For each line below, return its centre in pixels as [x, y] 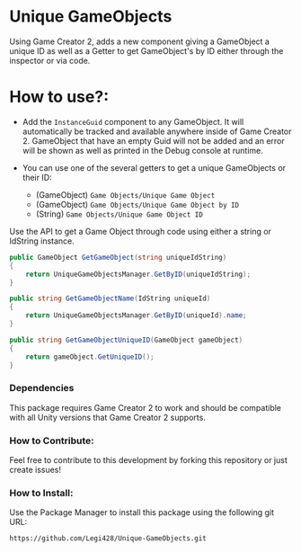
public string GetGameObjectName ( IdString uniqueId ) [110, 298]
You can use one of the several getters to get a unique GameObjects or [154, 167]
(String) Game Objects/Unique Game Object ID [120, 214]
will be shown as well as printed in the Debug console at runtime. [142, 150]
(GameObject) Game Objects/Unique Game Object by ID [137, 204]
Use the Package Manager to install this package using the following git [142, 512]
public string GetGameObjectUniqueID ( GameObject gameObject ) [126, 340]
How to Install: [41, 493]
